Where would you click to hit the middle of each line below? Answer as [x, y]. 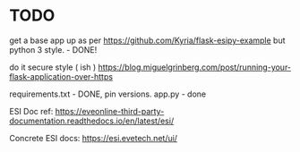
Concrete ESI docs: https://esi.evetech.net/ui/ [93, 138]
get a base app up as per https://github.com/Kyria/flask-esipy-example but [147, 40]
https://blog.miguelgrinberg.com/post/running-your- [195, 67]
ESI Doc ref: [31, 111]
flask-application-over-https [61, 76]
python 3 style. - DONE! [53, 49]
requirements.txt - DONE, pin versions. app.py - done [108, 94]
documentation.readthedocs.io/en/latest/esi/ [92, 121]
